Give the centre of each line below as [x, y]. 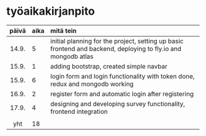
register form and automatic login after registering [122, 94]
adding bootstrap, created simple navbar [109, 66]
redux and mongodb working [92, 84]
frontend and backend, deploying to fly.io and [116, 48]
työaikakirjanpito [51, 11]
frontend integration [79, 111]
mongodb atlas [72, 56]
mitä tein [63, 31]
